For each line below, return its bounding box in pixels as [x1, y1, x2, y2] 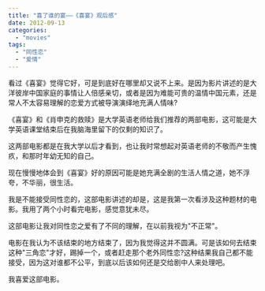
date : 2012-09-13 [8, 19, 65, 27]
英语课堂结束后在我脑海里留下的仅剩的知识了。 [14, 124, 167, 134]
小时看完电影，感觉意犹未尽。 [56, 204, 154, 214]
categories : [8, 26, 47, 34]
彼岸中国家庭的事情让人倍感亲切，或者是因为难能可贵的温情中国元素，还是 [14, 88, 257, 97]
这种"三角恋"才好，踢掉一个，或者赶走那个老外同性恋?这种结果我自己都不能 [8, 248, 254, 257]
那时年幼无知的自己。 [28, 151, 99, 160]
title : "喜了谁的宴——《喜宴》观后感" [8, 11, 118, 20]
